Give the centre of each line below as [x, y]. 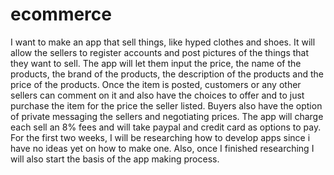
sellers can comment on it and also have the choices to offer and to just [157, 95]
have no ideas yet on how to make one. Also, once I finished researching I [162, 148]
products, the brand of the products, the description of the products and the [167, 74]
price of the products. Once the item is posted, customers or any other [156, 84]
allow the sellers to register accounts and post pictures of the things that [160, 52]
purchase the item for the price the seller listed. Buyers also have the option [166, 105]
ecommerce [61, 14]
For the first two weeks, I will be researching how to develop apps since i [160, 137]
